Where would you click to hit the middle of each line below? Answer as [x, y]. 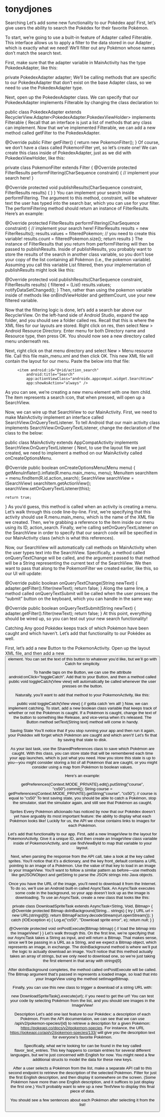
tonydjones [29, 9]
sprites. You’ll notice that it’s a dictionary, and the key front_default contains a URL [82, 861]
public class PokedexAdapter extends [43, 112]
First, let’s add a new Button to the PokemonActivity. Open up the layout [78, 648]
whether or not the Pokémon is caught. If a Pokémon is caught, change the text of [82, 713]
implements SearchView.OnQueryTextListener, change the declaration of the [82, 428]
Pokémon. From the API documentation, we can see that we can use [82, 1019]
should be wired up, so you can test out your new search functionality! [76, 618]
